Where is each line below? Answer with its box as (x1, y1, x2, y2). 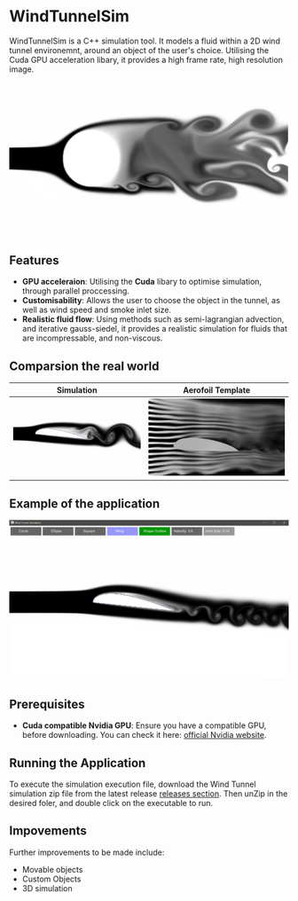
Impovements (9, 823, 87, 839)
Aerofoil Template (183, 384, 251, 396)
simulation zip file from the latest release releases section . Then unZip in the (9, 788, 288, 799)
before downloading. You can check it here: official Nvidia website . (21, 730, 267, 740)
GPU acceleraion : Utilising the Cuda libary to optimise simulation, (21, 277, 263, 287)
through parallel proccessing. (21, 286, 130, 296)
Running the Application (9, 756, 146, 771)
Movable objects (21, 864, 83, 874)
